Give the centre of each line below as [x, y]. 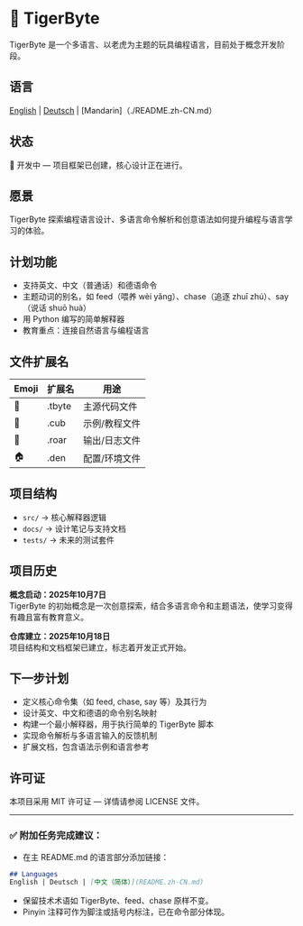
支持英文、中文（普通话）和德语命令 [90, 285]
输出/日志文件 [112, 440]
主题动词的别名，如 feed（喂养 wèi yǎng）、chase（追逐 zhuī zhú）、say [155, 297]
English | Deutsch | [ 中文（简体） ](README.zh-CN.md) [107, 883]
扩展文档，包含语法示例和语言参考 [86, 747]
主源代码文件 [110, 407]
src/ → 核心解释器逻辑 [64, 517]
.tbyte [59, 406]
